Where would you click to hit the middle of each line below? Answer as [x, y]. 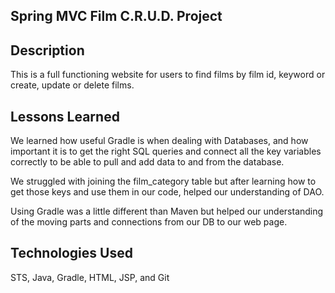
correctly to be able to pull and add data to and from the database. [147, 162]
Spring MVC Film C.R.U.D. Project [116, 16]
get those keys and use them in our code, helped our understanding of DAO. [167, 192]
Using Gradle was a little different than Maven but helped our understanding [167, 211]
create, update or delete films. [72, 85]
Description [47, 50]
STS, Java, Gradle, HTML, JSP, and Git [90, 277]
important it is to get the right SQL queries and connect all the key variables [166, 151]
